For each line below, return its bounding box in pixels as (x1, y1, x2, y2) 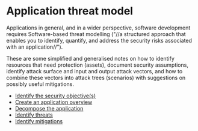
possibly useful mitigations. (6, 80, 74, 88)
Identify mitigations (14, 117, 63, 124)
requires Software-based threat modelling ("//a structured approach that (6, 30, 186, 37)
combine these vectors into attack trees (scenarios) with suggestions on (6, 74, 186, 81)
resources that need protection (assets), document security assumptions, (6, 61, 188, 69)
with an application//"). (6, 43, 63, 50)
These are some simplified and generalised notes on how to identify (6, 55, 175, 62)
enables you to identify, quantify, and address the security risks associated (6, 37, 193, 44)
